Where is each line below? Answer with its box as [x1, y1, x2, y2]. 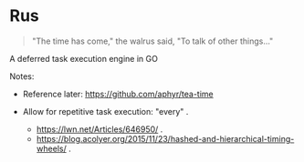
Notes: [9, 70, 35, 82]
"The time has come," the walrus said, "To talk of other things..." [31, 35, 274, 46]
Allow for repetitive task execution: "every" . [22, 106, 189, 116]
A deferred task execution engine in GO [9, 53, 158, 64]
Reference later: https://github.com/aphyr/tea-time [22, 88, 214, 99]
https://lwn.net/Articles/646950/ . [36, 124, 163, 135]
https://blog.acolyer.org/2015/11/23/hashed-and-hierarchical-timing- [36, 133, 295, 144]
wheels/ [36, 143, 67, 154]
